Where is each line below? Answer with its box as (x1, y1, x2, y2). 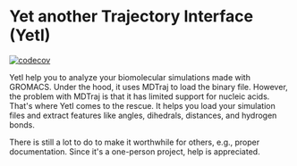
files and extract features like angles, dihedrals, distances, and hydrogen (9, 110, 277, 120)
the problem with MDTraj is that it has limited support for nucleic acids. (9, 91, 270, 102)
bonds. (9, 119, 36, 130)
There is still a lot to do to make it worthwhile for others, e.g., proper (9, 137, 260, 147)
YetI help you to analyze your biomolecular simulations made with (9, 71, 250, 82)
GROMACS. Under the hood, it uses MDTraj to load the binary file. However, (9, 81, 288, 92)
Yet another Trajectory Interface (9, 6, 253, 27)
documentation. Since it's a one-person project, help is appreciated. (9, 145, 261, 157)
